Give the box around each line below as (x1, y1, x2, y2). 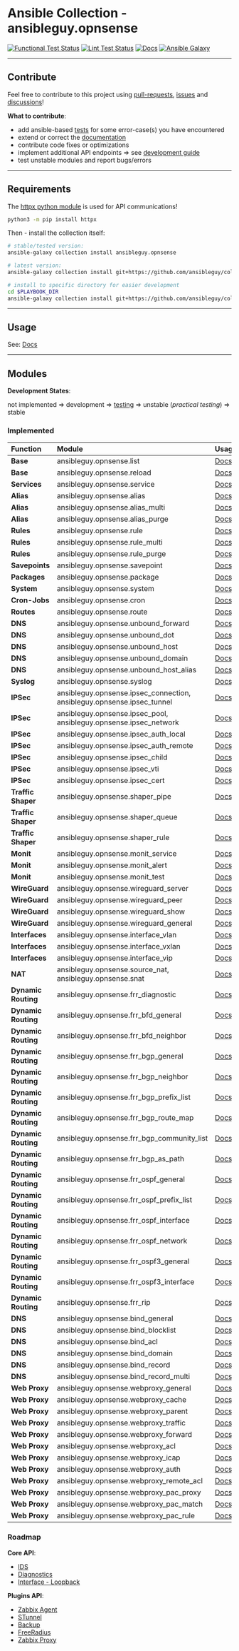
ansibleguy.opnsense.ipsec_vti (56, 764, 159, 774)
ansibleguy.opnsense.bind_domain (56, 1348, 173, 1358)
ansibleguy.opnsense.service (56, 480, 155, 490)
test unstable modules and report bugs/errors (17, 156, 152, 164)
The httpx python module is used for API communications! (7, 202, 178, 211)
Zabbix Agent (17, 1605, 58, 1614)
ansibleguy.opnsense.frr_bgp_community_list (56, 1134, 208, 1143)
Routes (11, 607, 36, 617)
